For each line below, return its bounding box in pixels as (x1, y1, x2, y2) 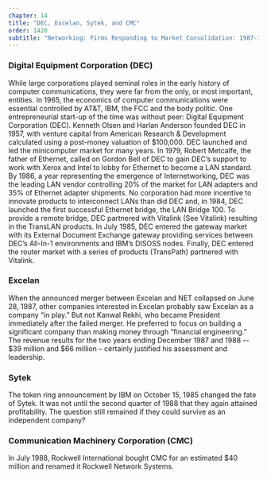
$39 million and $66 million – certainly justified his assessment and (8, 343, 228, 353)
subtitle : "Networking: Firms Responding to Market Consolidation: (8, 33, 237, 42)
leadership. (8, 352, 45, 361)
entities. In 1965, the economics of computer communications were (8, 95, 229, 104)
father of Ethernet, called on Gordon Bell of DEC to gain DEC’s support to (8, 154, 247, 164)
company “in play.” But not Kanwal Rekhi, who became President (8, 310, 221, 319)
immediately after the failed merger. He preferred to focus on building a (8, 319, 242, 328)
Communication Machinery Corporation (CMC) (8, 435, 193, 446)
